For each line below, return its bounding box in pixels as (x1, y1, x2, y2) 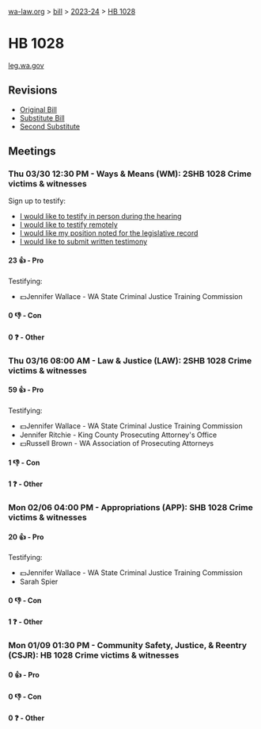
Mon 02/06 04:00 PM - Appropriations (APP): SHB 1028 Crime (8, 502, 253, 513)
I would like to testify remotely (19, 220, 119, 229)
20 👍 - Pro (8, 531, 44, 542)
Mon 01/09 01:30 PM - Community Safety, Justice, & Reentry (8, 640, 248, 651)
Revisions (8, 83, 58, 98)
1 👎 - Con (8, 458, 40, 467)
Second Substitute (19, 121, 81, 131)
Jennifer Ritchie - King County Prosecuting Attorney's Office (19, 430, 217, 439)
